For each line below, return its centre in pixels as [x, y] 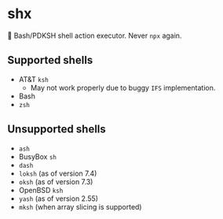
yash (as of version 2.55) [58, 199]
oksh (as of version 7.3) [56, 181]
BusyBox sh [37, 156]
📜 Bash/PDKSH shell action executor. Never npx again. [95, 35]
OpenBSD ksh [41, 190]
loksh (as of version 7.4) [58, 173]
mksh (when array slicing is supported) [80, 206]
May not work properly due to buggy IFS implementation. [123, 87]
